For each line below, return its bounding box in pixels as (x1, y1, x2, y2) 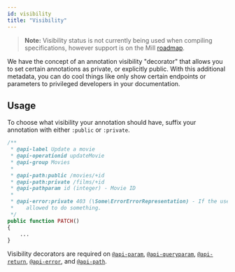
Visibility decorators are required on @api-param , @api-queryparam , (7, 250, 196, 258)
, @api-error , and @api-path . (25, 257, 107, 266)
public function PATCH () (7, 217, 80, 224)
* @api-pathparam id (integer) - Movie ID (10, 185, 136, 192)
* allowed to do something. (10, 205, 101, 212)
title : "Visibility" (7, 17, 68, 24)
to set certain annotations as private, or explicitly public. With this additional (7, 64, 226, 73)
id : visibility (7, 10, 52, 18)
